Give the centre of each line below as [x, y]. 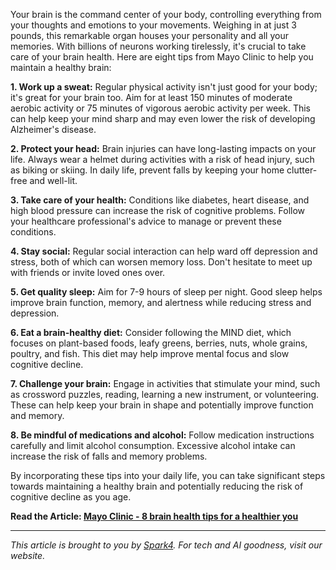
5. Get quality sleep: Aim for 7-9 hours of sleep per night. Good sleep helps [166, 292]
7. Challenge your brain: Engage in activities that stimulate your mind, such [165, 383]
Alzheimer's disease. [53, 129]
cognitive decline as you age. [71, 497]
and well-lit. [53, 180]
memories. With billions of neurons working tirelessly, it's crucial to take [158, 46]
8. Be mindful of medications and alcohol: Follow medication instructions [162, 435]
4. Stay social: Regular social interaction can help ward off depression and [164, 251]
